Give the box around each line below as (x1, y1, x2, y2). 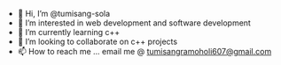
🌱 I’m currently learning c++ (17, 27, 121, 37)
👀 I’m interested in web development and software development (17, 18, 251, 28)
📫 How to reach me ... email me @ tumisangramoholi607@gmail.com (17, 47, 272, 56)
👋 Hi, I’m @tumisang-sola (17, 9, 111, 18)
